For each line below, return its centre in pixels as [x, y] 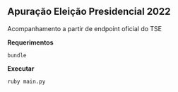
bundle [17, 55]
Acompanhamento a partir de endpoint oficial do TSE [85, 28]
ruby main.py [26, 81]
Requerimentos [31, 42]
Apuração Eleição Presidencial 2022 [89, 12]
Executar [21, 68]
